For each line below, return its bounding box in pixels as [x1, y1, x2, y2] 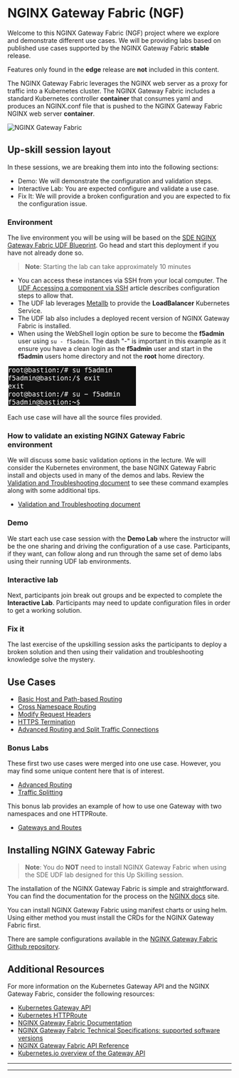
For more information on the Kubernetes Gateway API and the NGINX [7, 982, 210, 990]
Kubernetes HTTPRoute [17, 1011, 87, 1019]
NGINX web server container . [7, 109, 95, 118]
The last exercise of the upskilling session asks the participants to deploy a [7, 640, 228, 649]
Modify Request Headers [17, 710, 91, 718]
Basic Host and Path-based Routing [17, 695, 122, 703]
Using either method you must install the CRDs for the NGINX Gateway [7, 913, 215, 922]
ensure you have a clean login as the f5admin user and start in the [17, 345, 213, 353]
